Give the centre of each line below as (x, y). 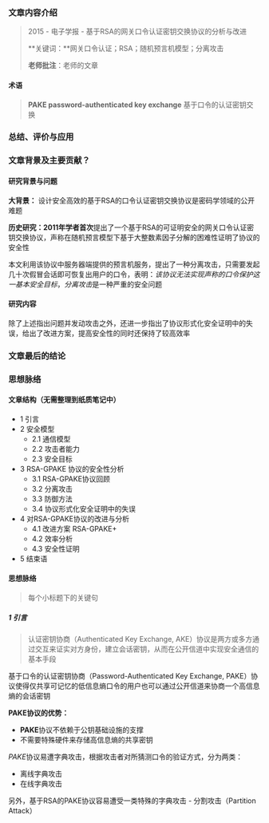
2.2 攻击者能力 (55, 449)
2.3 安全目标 (52, 459)
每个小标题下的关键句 (63, 597)
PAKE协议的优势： (39, 713)
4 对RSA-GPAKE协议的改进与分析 (75, 518)
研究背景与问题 (33, 180)
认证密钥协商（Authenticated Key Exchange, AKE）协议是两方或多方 (140, 639)
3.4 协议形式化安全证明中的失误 (83, 508)
